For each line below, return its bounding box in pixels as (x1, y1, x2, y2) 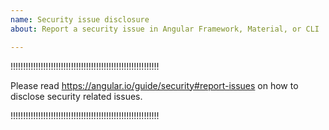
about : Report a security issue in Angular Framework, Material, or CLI (10, 24, 320, 34)
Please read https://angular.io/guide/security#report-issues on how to (10, 79, 299, 91)
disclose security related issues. (10, 90, 143, 102)
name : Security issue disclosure (10, 14, 150, 25)
